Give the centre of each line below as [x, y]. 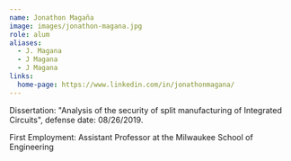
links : [22, 76]
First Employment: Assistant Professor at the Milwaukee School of [131, 137]
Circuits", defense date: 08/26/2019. [76, 120]
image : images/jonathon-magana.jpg [76, 26]
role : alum [30, 34]
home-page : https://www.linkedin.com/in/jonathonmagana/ [126, 85]
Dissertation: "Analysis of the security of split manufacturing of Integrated [146, 110]
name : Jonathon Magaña [52, 18]
